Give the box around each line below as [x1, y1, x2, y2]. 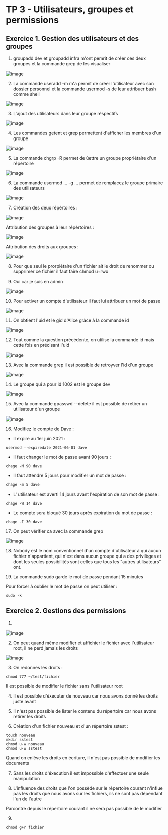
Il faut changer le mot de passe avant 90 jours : [13, 454, 111, 460]
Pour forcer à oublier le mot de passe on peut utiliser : [6, 583, 118, 589]
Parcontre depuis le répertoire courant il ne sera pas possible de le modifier [6, 805, 162, 811]
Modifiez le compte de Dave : [13, 426, 74, 432]
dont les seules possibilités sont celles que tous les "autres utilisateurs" [13, 559, 161, 565]
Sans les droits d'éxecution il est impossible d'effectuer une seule [13, 770, 149, 776]
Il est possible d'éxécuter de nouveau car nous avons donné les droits [13, 692, 158, 699]
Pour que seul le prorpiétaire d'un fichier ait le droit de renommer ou [13, 263, 154, 269]
